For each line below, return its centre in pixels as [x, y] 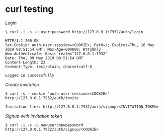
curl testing [29, 9]
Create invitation [22, 84]
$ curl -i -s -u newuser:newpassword [44, 125]
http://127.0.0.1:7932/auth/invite [42, 98]
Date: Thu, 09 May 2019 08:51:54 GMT [44, 58]
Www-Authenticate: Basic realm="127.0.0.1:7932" [56, 54]
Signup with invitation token [34, 116]
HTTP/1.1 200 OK [22, 41]
